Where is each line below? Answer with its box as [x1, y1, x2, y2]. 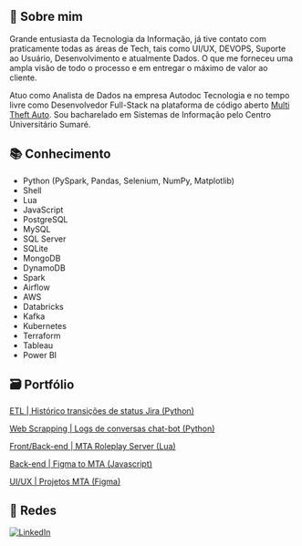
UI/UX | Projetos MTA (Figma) [9, 476, 121, 488]
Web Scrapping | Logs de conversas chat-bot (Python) [9, 423, 215, 434]
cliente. [9, 72, 37, 83]
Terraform [22, 330, 61, 341]
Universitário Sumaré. [9, 118, 91, 129]
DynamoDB [22, 262, 66, 273]
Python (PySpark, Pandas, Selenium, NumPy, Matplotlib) [22, 175, 235, 186]
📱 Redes [9, 502, 57, 518]
